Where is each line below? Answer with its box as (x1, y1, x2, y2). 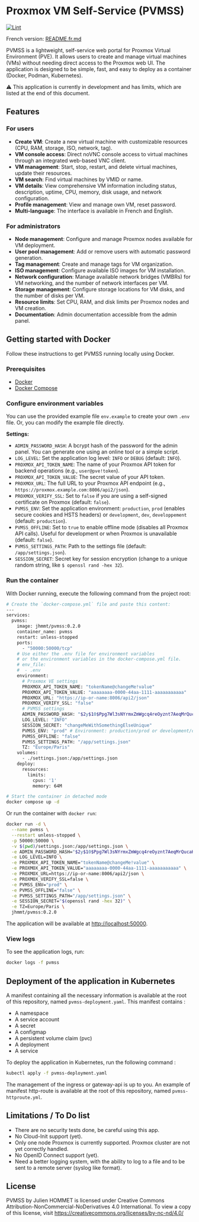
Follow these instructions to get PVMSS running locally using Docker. (6, 350, 175, 357)
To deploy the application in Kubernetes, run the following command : (6, 1059, 176, 1066)
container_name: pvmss (17, 629, 73, 635)
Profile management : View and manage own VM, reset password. (14, 201, 176, 208)
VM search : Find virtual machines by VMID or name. (14, 176, 143, 183)
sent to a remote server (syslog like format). (14, 1164, 122, 1171)
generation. (14, 254, 43, 261)
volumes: (17, 750, 38, 756)
